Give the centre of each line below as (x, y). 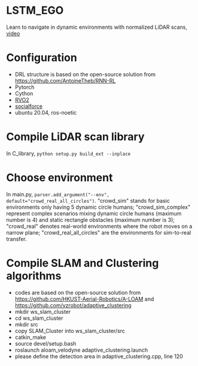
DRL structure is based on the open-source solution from (85, 74)
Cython (24, 93)
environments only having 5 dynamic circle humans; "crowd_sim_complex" (98, 207)
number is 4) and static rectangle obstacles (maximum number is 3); (91, 220)
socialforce (29, 106)
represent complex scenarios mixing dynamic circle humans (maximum (94, 213)
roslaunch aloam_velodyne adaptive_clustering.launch (81, 350)
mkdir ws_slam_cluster (43, 311)
